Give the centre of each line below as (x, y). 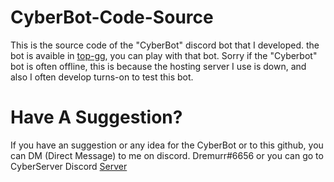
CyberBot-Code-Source (112, 17)
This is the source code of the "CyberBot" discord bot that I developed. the (165, 45)
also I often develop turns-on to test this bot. (102, 77)
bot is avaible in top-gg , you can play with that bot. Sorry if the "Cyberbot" (164, 55)
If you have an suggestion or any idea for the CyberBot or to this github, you (167, 145)
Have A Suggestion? (96, 117)
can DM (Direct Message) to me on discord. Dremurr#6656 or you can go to (167, 155)
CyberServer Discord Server (69, 166)
